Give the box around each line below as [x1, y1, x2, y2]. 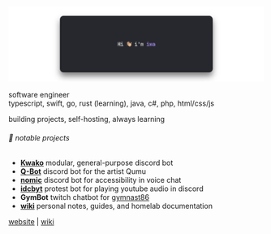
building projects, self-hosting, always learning [8, 115, 165, 124]
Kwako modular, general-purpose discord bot [19, 158, 174, 168]
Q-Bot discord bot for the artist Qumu [19, 167, 147, 176]
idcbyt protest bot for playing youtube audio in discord [19, 184, 204, 193]
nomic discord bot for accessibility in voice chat [19, 175, 182, 185]
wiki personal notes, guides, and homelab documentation [19, 201, 213, 211]
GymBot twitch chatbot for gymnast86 [19, 193, 150, 202]
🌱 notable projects [8, 132, 71, 142]
